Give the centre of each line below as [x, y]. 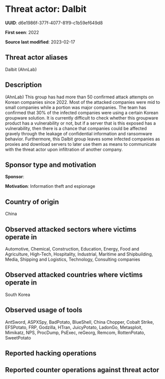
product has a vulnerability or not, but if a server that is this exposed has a [81, 123]
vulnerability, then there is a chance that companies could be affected [76, 128]
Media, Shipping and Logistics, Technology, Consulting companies [73, 259]
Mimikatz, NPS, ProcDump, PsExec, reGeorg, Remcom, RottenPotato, [75, 333]
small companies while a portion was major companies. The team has [76, 107]
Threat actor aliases [36, 58]
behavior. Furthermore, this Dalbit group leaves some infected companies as [82, 139]
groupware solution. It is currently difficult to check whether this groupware [82, 118]
